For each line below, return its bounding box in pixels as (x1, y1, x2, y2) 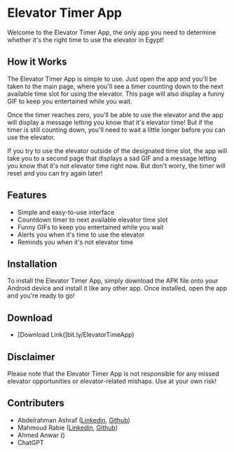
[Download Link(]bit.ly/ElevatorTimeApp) (17, 331, 135, 339)
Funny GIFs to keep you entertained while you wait (17, 222, 164, 231)
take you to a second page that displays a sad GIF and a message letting (7, 154, 217, 162)
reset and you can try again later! (7, 168, 103, 177)
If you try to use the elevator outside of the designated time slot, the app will (7, 146, 228, 155)
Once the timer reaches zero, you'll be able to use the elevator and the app (7, 110, 223, 119)
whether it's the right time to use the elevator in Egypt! (7, 35, 165, 44)
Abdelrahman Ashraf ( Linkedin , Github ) (17, 416, 131, 424)
